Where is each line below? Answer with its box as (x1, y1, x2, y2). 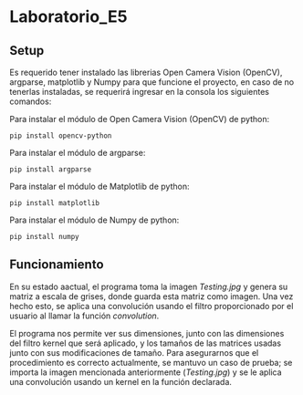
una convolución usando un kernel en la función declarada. (9, 376, 233, 387)
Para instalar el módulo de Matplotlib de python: (9, 181, 190, 192)
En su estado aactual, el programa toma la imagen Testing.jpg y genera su (9, 281, 288, 292)
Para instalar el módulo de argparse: (9, 148, 146, 158)
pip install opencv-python (9, 131, 112, 140)
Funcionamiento (9, 257, 104, 273)
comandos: (9, 96, 52, 107)
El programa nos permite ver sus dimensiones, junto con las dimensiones (9, 327, 285, 338)
